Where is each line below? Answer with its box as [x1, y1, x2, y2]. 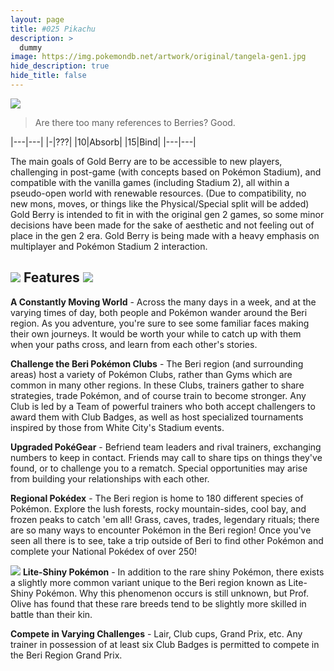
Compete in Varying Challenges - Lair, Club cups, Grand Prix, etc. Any [10, 627, 303, 640]
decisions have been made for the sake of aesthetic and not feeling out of [10, 219, 315, 231]
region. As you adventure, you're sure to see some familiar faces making [10, 317, 310, 329]
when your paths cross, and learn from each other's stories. [10, 338, 258, 350]
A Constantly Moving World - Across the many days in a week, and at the [10, 296, 317, 308]
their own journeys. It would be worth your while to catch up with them [10, 327, 302, 340]
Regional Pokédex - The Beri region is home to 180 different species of [10, 492, 304, 504]
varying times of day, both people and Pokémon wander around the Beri [10, 306, 308, 318]
